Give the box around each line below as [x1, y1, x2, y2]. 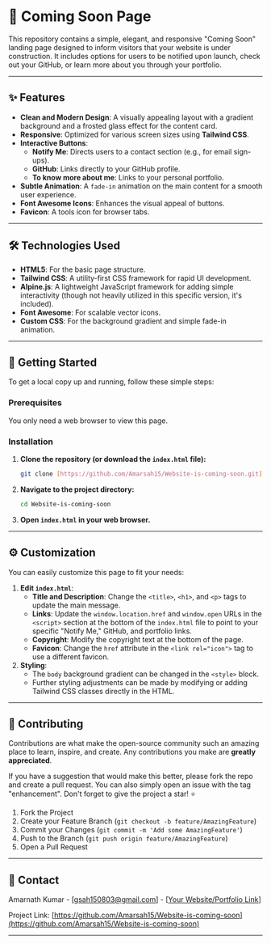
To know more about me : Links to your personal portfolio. [31, 172, 224, 182]
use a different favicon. [31, 651, 110, 662]
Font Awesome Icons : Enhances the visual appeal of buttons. [19, 198, 225, 208]
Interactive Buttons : [19, 138, 89, 148]
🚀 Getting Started [8, 355, 98, 369]
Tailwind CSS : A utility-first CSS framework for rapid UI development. [19, 273, 252, 282]
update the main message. [31, 600, 121, 610]
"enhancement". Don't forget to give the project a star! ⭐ [8, 789, 196, 799]
